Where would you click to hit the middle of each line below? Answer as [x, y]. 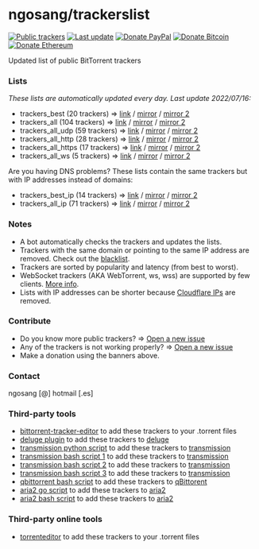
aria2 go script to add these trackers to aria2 [93, 490]
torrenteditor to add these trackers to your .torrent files [110, 536]
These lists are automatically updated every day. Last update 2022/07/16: [130, 99]
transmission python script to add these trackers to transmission [125, 448]
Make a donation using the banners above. [90, 355]
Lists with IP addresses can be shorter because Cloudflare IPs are [128, 292]
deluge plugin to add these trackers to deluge [94, 439]
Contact [24, 376]
